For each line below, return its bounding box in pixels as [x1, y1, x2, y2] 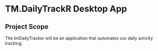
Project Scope [5, 23, 49, 31]
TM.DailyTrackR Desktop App [5, 3, 127, 14]
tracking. [5, 40, 23, 46]
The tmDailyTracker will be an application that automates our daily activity [5, 35, 153, 41]
